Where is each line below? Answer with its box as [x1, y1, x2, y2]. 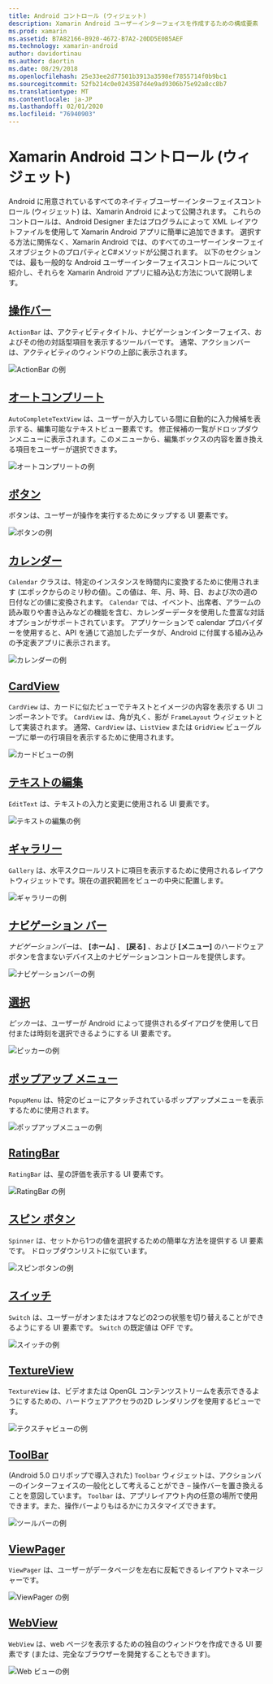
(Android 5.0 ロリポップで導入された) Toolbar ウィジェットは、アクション [8, 1470, 254, 1480]
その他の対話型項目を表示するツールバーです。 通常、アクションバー [22, 336, 251, 346]
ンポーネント [8, 712, 51, 722]
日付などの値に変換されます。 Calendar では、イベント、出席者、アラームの [8, 597, 262, 607]
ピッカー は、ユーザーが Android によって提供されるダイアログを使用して [8, 1018, 252, 1028]
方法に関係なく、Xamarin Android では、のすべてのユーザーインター [15, 237, 243, 246]
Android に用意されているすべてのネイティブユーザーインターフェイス [8, 196, 241, 206]
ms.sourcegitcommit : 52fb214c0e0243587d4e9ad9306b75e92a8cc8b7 [8, 80, 227, 88]
